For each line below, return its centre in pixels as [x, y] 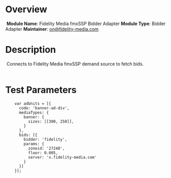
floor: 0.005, [43, 153]
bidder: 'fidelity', [45, 139]
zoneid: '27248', [46, 148]
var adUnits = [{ [33, 103]
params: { [34, 144]
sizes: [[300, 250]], [51, 121]
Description [31, 50]
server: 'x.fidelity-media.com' [62, 157]
